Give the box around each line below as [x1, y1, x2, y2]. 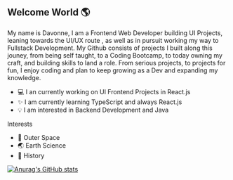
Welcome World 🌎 [7, 6, 91, 18]
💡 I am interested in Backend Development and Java [17, 105, 169, 114]
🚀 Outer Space [17, 133, 60, 141]
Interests [7, 120, 33, 128]
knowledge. [7, 73, 41, 82]
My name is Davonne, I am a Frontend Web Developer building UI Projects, [7, 28, 223, 37]
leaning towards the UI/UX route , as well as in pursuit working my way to [7, 36, 219, 44]
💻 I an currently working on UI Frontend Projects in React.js [17, 87, 191, 96]
